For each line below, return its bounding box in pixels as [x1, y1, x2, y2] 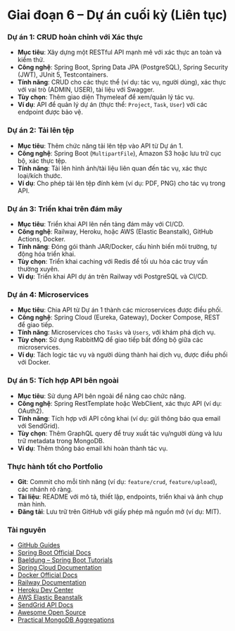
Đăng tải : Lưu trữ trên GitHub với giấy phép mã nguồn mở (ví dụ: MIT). [17, 507, 222, 516]
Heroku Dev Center [17, 586, 74, 594]
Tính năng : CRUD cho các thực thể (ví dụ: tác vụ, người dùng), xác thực [17, 78, 227, 87]
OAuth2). [17, 407, 44, 415]
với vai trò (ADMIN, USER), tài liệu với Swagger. [17, 85, 155, 94]
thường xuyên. [17, 264, 60, 274]
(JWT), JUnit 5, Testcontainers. [17, 70, 108, 79]
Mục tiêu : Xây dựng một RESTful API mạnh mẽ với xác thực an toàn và [17, 48, 222, 56]
